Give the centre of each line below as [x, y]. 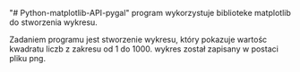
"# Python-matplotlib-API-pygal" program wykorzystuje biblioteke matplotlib [150, 13]
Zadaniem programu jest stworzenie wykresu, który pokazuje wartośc [138, 40]
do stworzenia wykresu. [54, 22]
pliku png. [28, 58]
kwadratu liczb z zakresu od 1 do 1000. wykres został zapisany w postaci [144, 49]
